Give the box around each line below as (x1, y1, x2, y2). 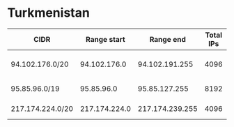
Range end (149, 34, 187, 44)
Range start (86, 34, 125, 44)
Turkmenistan (7, 5, 91, 21)
